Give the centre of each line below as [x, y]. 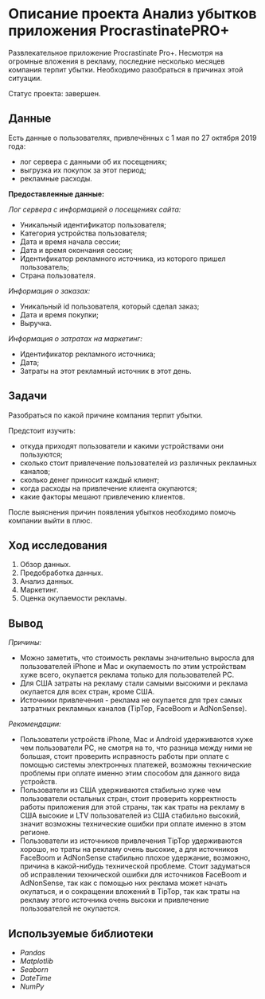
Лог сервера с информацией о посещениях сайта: [95, 209]
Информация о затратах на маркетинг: [76, 338]
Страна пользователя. [58, 275]
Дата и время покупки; [59, 314]
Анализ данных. [47, 581]
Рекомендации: [35, 724]
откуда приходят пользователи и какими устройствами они [122, 445]
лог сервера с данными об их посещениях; [93, 161]
